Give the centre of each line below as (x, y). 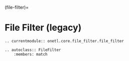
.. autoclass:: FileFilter (33, 50)
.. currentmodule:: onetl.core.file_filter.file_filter (64, 41)
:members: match (31, 54)
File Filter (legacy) (43, 28)
